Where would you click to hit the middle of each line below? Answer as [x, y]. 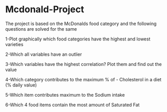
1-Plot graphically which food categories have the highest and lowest [78, 39]
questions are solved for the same [41, 29]
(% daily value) [21, 85]
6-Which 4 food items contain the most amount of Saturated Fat [73, 105]
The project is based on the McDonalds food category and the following [81, 24]
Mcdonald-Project [45, 9]
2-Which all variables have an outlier [44, 54]
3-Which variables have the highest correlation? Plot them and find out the [83, 64]
